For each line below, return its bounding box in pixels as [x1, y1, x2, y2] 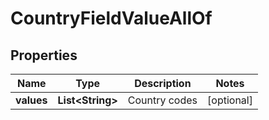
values [15, 93, 48, 107]
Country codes [127, 93, 198, 107]
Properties [10, 47, 78, 64]
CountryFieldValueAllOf [10, 7, 213, 30]
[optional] [207, 93, 253, 107]
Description [134, 77, 192, 90]
